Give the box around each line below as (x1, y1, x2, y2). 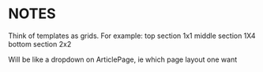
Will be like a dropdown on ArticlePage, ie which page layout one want (8, 55, 238, 64)
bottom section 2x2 (8, 39, 72, 48)
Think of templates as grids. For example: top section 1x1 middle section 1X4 (8, 31, 256, 40)
